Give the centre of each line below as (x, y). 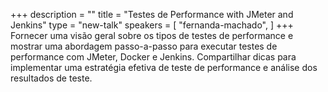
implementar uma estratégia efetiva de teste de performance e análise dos (164, 67)
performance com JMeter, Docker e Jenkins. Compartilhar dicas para (153, 57)
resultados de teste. (51, 78)
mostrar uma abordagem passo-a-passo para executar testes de (144, 46)
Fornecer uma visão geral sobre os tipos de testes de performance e (152, 35)
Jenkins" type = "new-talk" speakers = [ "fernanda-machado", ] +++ (152, 25)
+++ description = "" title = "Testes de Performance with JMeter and (152, 14)
